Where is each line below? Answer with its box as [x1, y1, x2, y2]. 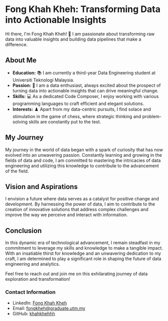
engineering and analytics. [5, 261, 60, 267]
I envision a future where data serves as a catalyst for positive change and [5, 196, 159, 202]
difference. [5, 41, 28, 47]
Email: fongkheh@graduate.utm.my [12, 305, 86, 311]
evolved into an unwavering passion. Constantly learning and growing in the [5, 152, 162, 158]
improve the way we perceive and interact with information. [5, 212, 128, 218]
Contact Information [5, 289, 56, 296]
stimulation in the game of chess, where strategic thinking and [12, 113, 141, 119]
